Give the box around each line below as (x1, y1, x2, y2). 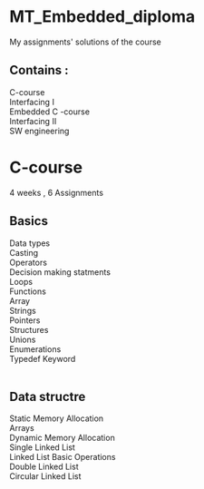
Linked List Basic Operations (9, 452, 116, 463)
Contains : (9, 63, 69, 78)
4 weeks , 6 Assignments (9, 187, 104, 198)
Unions (9, 334, 36, 345)
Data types (9, 238, 51, 249)
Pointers (9, 315, 41, 326)
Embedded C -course (9, 106, 91, 117)
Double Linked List (9, 461, 79, 473)
